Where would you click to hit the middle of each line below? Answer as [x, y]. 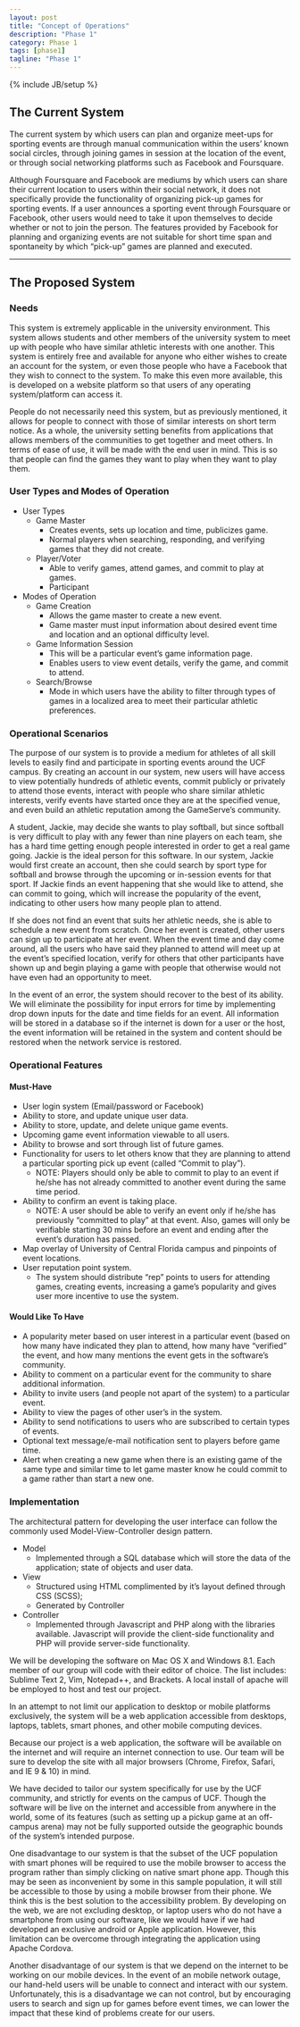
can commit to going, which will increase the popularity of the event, [135, 893]
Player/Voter [58, 558]
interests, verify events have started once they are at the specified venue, [145, 800]
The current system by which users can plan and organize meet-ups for [142, 134]
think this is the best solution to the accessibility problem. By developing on [148, 1900]
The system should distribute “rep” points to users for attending [153, 1277]
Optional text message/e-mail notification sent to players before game [151, 1441]
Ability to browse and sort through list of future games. [123, 1144]
